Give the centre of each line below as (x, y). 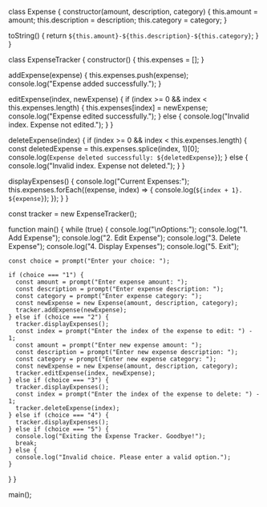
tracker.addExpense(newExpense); (71, 310)
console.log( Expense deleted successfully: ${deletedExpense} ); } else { (128, 157)
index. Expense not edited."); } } (61, 125)
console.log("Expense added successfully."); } (85, 84)
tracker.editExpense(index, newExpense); (86, 373)
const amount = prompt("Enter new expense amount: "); (109, 345)
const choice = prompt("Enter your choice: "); (89, 261)
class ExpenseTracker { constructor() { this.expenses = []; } (106, 60)
